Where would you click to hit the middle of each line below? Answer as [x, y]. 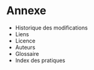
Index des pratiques [40, 60]
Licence [25, 41]
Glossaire [27, 53]
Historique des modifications [51, 28]
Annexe [27, 11]
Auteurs [25, 47]
